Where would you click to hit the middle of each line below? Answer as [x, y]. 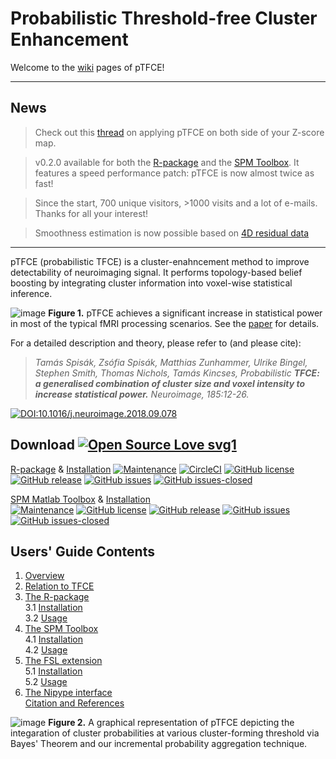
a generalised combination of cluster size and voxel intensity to [170, 383]
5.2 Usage [46, 682]
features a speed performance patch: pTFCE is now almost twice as [174, 173]
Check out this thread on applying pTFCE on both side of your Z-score [179, 132]
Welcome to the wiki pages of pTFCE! [87, 67]
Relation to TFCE [59, 586]
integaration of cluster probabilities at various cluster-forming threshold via [165, 733]
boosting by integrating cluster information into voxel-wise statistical [151, 283]
